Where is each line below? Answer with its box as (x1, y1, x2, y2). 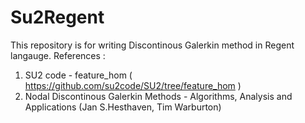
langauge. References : (10, 49, 106, 61)
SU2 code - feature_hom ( (24, 69, 133, 81)
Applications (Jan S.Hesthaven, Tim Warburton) (24, 101, 222, 113)
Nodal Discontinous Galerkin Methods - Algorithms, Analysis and (24, 90, 293, 102)
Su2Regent (10, 6, 105, 29)
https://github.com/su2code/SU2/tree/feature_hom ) (24, 79, 242, 91)
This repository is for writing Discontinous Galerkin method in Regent (10, 39, 295, 51)
